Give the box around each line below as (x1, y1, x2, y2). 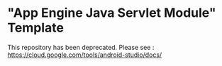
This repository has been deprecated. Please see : (7, 43, 155, 51)
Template (7, 20, 64, 36)
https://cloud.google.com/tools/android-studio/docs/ (7, 51, 162, 59)
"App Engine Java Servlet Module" (7, 5, 216, 21)
